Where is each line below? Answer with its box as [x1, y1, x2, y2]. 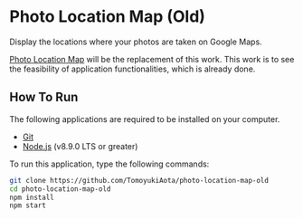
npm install [9, 193, 54, 202]
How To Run [9, 90, 79, 105]
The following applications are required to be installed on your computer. [9, 113, 280, 124]
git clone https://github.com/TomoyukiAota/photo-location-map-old [9, 176, 270, 185]
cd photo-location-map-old [9, 184, 111, 194]
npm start [9, 201, 47, 210]
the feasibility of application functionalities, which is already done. [9, 63, 256, 74]
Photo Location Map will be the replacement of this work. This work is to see [9, 53, 295, 64]
